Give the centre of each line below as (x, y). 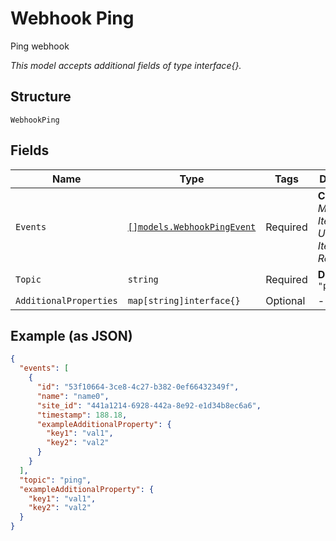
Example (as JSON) (71, 335)
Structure (41, 97)
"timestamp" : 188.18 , (82, 415)
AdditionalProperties (66, 300)
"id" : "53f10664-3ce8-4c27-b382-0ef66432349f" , (138, 387)
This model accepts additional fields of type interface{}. (126, 65)
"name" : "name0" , (73, 396)
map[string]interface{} (184, 300)
